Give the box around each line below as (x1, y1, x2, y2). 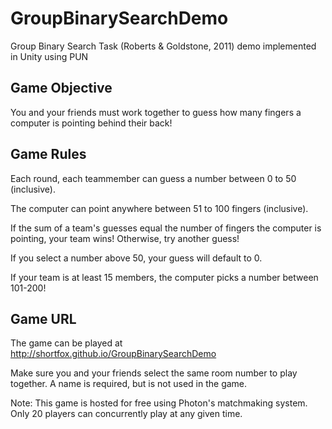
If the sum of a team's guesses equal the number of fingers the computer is (10, 222, 322, 234)
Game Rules (10, 146, 87, 163)
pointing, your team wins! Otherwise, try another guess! (10, 232, 240, 244)
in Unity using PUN (10, 50, 89, 62)
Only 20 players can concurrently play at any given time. (10, 408, 243, 420)
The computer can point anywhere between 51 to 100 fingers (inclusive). (10, 202, 309, 214)
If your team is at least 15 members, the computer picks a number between (10, 271, 319, 283)
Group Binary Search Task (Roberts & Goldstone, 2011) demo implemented (10, 40, 317, 52)
